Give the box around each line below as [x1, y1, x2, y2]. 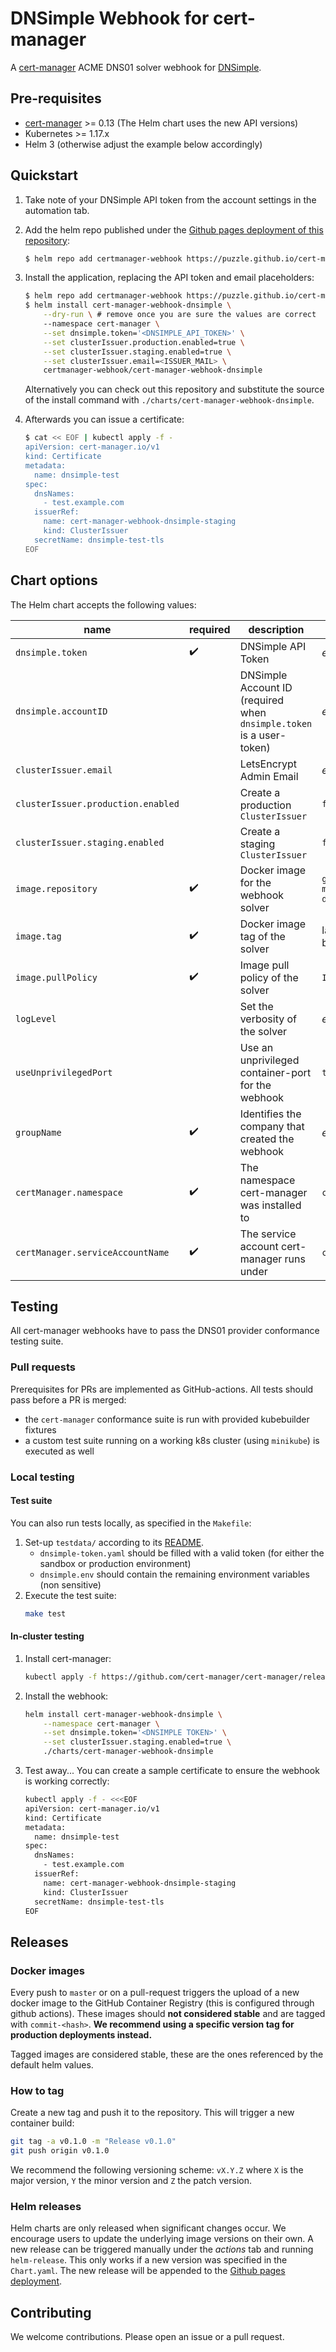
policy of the [239, 970, 299, 984]
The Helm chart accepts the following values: [10, 598, 197, 611]
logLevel [15, 1013, 57, 1024]
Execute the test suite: [24, 1589, 117, 1601]
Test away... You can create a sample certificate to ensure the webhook [24, 1765, 320, 1777]
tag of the [239, 929, 286, 943]
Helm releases [10, 2200, 82, 2214]
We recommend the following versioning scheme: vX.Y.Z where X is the [10, 2164, 304, 2176]
